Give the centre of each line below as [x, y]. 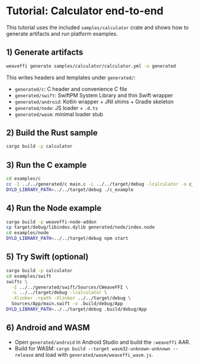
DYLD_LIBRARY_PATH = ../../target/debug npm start [67, 239]
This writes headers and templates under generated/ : [71, 77]
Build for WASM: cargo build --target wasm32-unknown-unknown [92, 348]
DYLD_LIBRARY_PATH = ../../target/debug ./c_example [70, 189]
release [24, 355]
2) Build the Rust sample [52, 133]
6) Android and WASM [48, 328]
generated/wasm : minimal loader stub [59, 114]
